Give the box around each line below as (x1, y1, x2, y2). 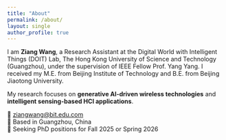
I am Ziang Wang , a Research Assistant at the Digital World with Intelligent (7, 48, 218, 56)
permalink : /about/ (7, 16, 63, 23)
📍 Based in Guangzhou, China (7, 117, 91, 126)
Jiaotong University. (7, 76, 64, 85)
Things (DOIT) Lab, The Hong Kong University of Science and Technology (7, 55, 216, 64)
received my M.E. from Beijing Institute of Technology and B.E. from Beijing (7, 70, 220, 78)
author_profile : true (7, 29, 69, 36)
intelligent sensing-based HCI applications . (7, 97, 134, 106)
